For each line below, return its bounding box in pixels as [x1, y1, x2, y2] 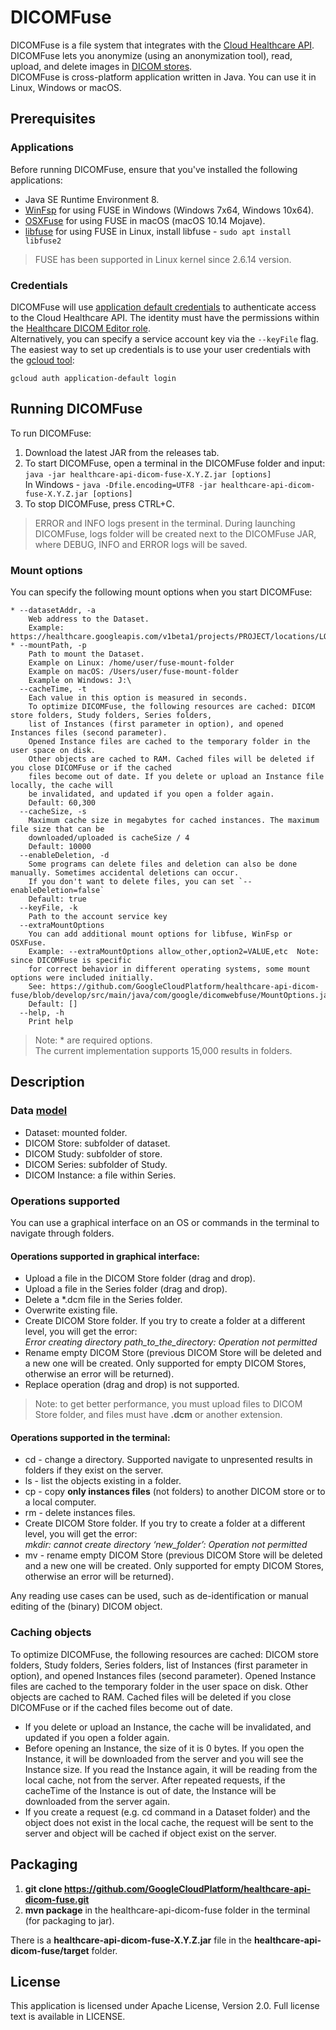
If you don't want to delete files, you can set [28, 877, 235, 887]
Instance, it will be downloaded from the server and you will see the [24, 1752, 304, 1765]
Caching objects [10, 1626, 92, 1640]
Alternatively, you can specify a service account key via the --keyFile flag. [10, 332, 319, 345]
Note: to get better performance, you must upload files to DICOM [34, 1398, 303, 1410]
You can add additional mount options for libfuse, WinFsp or [28, 929, 293, 940]
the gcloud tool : [10, 354, 75, 366]
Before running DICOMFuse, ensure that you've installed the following [10, 163, 298, 175]
